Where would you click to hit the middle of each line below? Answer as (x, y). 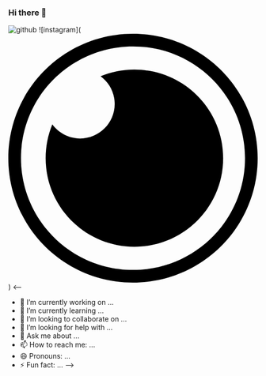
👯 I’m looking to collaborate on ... (73, 319)
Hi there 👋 (28, 13)
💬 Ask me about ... (49, 336)
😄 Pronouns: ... (45, 356)
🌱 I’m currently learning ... (62, 310)
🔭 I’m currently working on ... (66, 303)
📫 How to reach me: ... (57, 345)
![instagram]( (60, 30)
